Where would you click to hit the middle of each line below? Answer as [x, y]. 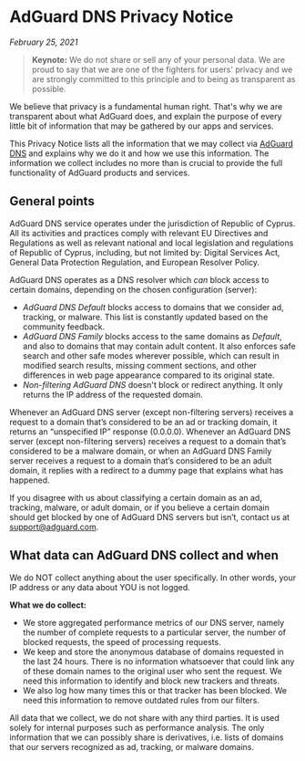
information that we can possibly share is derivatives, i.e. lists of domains [147, 737]
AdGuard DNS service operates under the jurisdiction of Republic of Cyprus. [152, 223]
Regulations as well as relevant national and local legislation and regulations [152, 243]
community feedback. [64, 327]
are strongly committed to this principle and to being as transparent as [163, 78]
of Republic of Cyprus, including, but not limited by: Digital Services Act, [145, 252]
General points [52, 201]
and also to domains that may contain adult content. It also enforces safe [159, 346]
